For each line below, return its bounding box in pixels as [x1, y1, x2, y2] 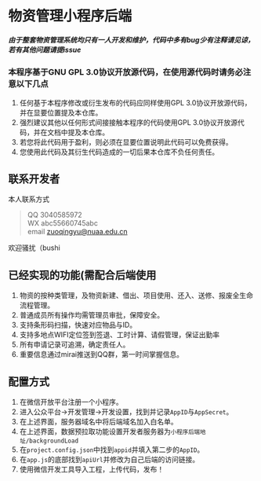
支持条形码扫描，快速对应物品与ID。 [19, 320, 137, 330]
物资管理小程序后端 [8, 7, 132, 25]
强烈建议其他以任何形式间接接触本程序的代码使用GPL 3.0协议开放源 [19, 117, 237, 127]
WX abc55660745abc [27, 218, 98, 228]
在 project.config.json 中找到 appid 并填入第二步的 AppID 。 [19, 445, 205, 454]
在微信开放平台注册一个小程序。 [19, 397, 123, 406]
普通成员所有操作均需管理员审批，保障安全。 [19, 310, 165, 320]
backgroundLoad [28, 437, 79, 445]
